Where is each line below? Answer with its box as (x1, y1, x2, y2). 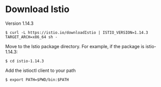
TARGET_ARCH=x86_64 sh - (5, 34, 58, 39)
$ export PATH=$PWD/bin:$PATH (5, 77, 69, 82)
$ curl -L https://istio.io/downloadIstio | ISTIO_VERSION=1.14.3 (5, 30, 148, 35)
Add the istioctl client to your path (5, 67, 76, 73)
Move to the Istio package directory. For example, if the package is (5, 43, 145, 49)
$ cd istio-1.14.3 (5, 58, 44, 64)
